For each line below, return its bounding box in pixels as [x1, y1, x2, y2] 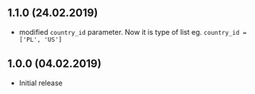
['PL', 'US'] [18, 36, 63, 43]
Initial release [18, 78, 63, 88]
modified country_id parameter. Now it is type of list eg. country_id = [18, 27, 247, 36]
